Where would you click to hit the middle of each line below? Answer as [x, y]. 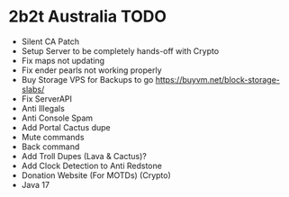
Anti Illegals [43, 108]
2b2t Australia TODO [88, 17]
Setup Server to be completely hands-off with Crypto [120, 50]
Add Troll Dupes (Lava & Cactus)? [84, 156]
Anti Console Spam [57, 118]
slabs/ [33, 89]
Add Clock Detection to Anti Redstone [92, 166]
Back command [50, 147]
